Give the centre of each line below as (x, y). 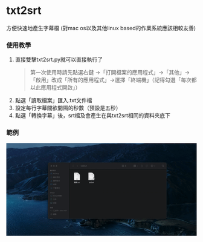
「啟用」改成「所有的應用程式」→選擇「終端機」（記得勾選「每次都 (113, 80)
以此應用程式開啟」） (55, 88)
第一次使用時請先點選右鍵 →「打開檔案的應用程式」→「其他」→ (110, 73)
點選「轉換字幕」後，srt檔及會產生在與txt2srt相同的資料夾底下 (93, 116)
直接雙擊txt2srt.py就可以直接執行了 (59, 60)
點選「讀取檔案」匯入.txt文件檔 (53, 100)
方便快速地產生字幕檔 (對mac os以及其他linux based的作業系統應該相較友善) (101, 28)
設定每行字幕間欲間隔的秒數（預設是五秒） (68, 108)
